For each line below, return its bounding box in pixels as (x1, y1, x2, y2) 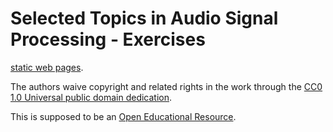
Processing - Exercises (10, 28, 206, 51)
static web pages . (10, 61, 84, 73)
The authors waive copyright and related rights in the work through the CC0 (10, 80, 323, 92)
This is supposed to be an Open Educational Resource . (10, 110, 237, 122)
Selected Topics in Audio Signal (10, 7, 279, 30)
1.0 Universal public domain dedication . (10, 91, 173, 103)
